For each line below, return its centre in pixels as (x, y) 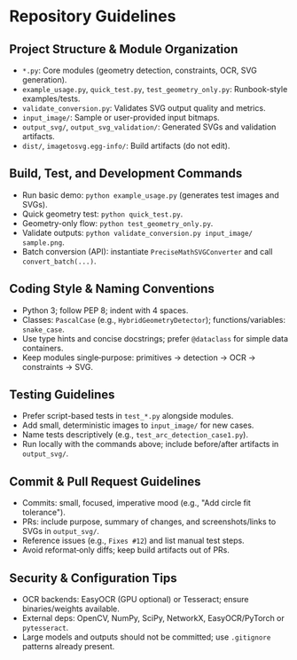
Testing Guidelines (62, 395)
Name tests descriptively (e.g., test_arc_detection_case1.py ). (135, 435)
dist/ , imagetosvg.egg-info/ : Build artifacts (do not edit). (126, 145)
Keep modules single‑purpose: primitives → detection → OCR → (139, 357)
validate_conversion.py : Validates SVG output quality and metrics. (144, 108)
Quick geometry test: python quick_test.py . (102, 214)
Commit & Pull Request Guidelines (105, 481)
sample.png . (43, 242)
